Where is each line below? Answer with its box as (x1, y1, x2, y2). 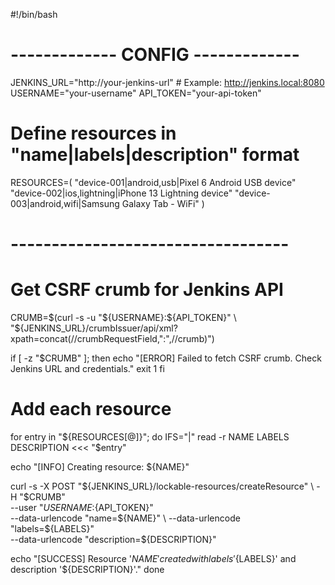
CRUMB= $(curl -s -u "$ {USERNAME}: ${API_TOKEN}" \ (10, 312, 237, 323)
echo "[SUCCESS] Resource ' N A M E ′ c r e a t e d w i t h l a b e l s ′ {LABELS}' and (10, 552, 297, 564)
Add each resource (10, 398, 172, 421)
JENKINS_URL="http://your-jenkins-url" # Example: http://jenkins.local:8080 (10, 76, 325, 88)
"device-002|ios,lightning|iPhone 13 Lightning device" (10, 187, 233, 199)
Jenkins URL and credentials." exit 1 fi (10, 363, 165, 374)
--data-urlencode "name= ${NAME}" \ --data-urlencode (10, 512, 241, 524)
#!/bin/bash (10, 9, 58, 20)
